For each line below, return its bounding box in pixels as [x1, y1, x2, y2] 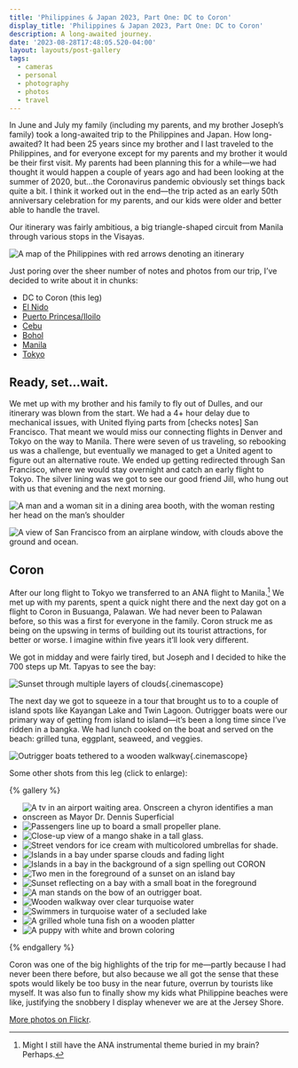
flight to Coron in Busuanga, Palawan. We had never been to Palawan [9, 605, 263, 617]
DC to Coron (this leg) [21, 292, 103, 303]
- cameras [17, 63, 53, 72]
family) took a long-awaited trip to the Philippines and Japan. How [9, 130, 251, 140]
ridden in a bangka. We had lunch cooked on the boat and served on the [9, 724, 274, 734]
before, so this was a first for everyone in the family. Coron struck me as [9, 615, 273, 626]
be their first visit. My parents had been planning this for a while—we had [9, 157, 277, 169]
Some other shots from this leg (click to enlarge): [9, 767, 188, 778]
